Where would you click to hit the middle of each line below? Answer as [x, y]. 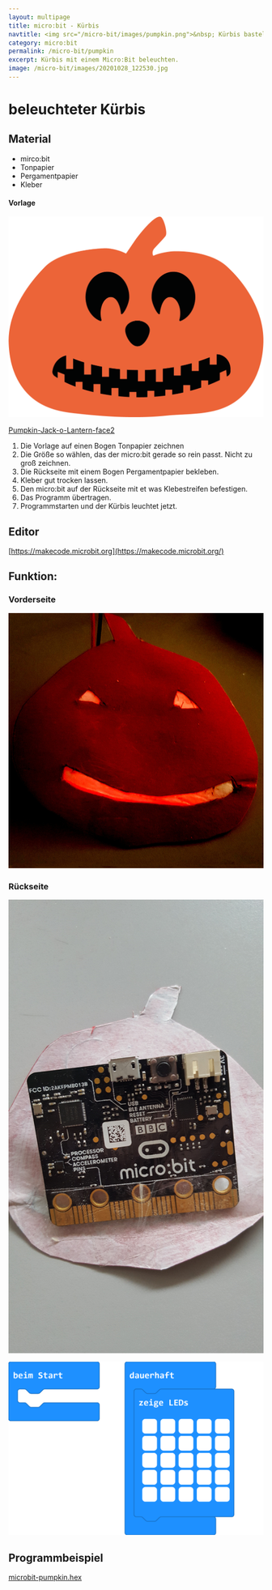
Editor [24, 532]
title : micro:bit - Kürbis [54, 26]
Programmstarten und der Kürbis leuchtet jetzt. [99, 506]
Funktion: [33, 576]
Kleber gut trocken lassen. [64, 480]
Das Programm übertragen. [66, 497]
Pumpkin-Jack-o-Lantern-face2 [62, 430]
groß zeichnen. [45, 463]
